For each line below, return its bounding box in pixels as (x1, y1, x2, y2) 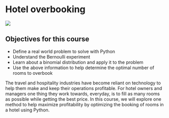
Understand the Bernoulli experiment (12, 53, 91, 60)
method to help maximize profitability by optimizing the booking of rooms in (5, 101, 164, 107)
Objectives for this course (5, 35, 90, 44)
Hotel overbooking (5, 4, 86, 15)
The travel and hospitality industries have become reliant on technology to (5, 80, 161, 86)
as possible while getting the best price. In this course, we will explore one (5, 96, 161, 102)
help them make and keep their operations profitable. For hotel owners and (5, 85, 162, 91)
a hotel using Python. (5, 107, 50, 113)
